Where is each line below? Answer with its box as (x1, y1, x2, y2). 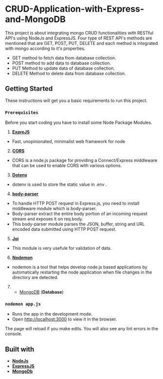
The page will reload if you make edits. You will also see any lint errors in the (5, 326, 158, 332)
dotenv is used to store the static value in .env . (12, 181, 107, 187)
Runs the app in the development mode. (12, 311, 92, 317)
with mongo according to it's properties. (5, 45, 86, 51)
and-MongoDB (5, 14, 66, 25)
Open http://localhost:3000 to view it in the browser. (12, 316, 117, 322)
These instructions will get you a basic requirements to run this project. (5, 98, 147, 103)
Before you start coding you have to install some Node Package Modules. (5, 120, 152, 125)
